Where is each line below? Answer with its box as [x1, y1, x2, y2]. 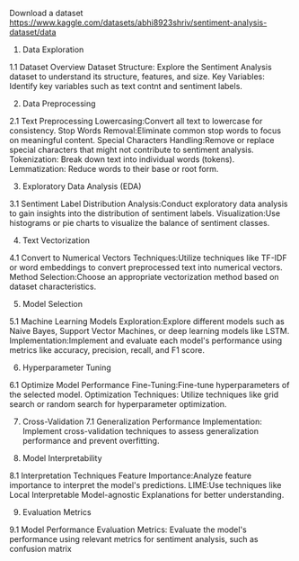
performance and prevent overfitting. [22, 436, 160, 446]
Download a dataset [9, 8, 84, 18]
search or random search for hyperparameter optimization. [9, 399, 227, 409]
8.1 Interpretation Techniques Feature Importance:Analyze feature [9, 470, 252, 481]
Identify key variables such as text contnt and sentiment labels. [9, 81, 242, 91]
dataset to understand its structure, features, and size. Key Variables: [9, 71, 265, 82]
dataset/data [9, 27, 57, 37]
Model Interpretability [22, 453, 102, 463]
